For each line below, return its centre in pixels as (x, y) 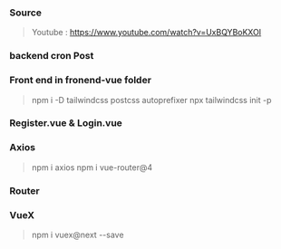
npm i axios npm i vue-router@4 (92, 167)
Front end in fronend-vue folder (81, 81)
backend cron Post (52, 56)
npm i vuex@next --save (78, 235)
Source (26, 13)
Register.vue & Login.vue (66, 123)
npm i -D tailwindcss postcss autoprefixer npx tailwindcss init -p (151, 100)
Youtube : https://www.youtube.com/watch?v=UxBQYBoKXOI (146, 33)
